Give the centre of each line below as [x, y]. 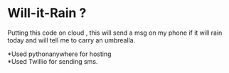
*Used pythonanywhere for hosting [59, 54]
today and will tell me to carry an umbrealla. [71, 40]
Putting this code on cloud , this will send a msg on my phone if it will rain [115, 33]
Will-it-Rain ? [47, 13]
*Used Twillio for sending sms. [53, 61]
